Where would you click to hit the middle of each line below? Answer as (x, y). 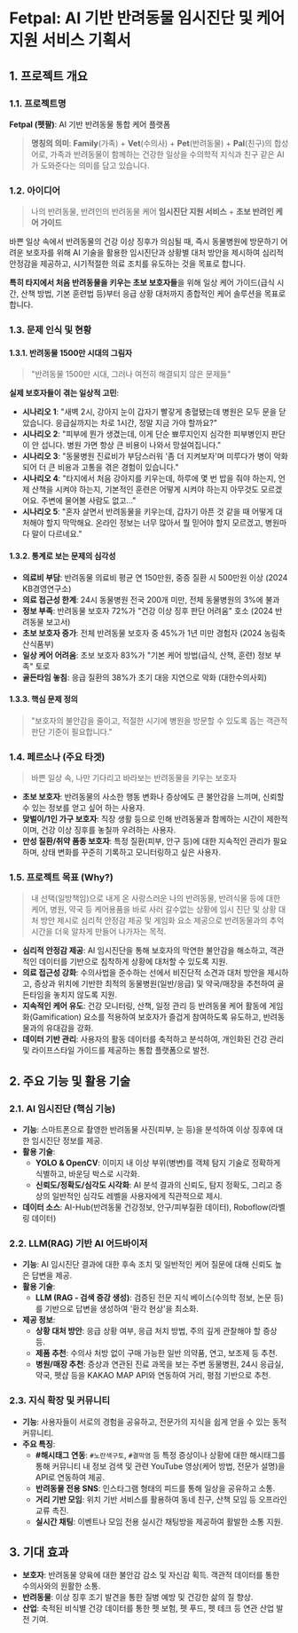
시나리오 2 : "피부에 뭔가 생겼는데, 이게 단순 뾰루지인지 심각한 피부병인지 (145, 434)
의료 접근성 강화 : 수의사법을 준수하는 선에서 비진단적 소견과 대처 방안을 (144, 973)
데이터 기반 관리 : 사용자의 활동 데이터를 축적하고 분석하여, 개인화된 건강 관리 (153, 1039)
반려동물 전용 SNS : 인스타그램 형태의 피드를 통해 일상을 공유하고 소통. (155, 1488)
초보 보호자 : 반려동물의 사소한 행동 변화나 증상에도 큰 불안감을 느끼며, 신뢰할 (153, 797)
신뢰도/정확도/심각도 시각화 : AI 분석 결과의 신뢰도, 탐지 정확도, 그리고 (154, 1185)
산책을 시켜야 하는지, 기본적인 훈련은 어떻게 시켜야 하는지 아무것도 (145, 490)
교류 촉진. (52, 1511)
